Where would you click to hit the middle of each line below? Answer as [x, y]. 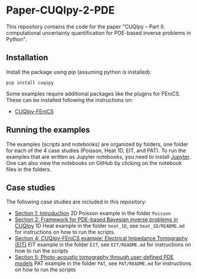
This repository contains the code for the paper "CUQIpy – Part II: [86, 27]
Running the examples [48, 130]
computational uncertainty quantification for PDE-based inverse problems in [99, 32]
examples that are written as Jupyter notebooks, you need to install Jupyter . [98, 156]
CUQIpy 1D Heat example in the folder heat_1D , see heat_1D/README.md [100, 226]
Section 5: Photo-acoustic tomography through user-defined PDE [94, 257]
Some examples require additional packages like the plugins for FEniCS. [93, 93]
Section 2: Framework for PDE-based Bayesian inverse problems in [96, 219]
